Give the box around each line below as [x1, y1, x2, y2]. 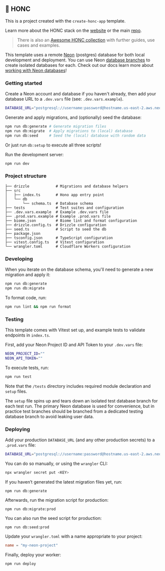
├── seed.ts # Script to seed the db [5, 227, 107, 231]
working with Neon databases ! [5, 67, 67, 73]
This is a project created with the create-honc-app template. [5, 18, 126, 24]
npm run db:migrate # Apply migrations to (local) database [5, 128, 133, 133]
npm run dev [5, 161, 29, 166]
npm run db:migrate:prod [5, 507, 56, 512]
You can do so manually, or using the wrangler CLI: [5, 460, 108, 466]
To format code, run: [5, 294, 47, 300]
